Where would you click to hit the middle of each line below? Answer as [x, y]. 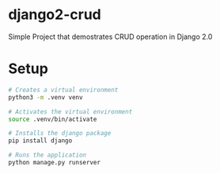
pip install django [40, 141]
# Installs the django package [60, 133]
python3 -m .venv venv [46, 97]
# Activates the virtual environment [70, 112]
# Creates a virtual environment [63, 90]
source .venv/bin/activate [53, 119]
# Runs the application [47, 155]
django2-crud [55, 15]
